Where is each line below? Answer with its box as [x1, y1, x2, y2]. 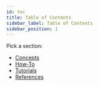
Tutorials [14, 67, 37, 74]
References [14, 73, 44, 81]
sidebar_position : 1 [6, 25, 59, 32]
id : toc [6, 8, 26, 15]
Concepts [14, 54, 40, 61]
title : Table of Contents [6, 15, 71, 21]
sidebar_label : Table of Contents [6, 20, 94, 26]
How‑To [14, 61, 35, 68]
